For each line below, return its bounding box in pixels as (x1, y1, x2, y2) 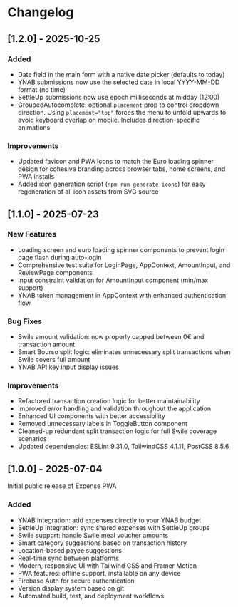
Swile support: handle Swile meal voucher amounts (17, 531, 169, 539)
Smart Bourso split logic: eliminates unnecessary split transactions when (17, 348, 232, 356)
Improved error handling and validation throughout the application (17, 404, 212, 413)
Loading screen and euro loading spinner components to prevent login (17, 245, 225, 254)
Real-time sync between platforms (17, 554, 120, 562)
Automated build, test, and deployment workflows (17, 591, 165, 600)
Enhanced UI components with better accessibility (17, 412, 166, 420)
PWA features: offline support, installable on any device (17, 569, 181, 577)
